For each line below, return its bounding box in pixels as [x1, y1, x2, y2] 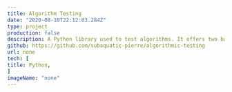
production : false [7, 29, 60, 37]
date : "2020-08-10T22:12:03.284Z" [7, 17, 107, 24]
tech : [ [7, 55, 30, 62]
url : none [7, 49, 36, 56]
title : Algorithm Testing [7, 10, 81, 17]
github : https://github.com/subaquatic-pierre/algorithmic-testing [7, 42, 206, 49]
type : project [7, 23, 48, 30]
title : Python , [7, 62, 51, 68]
